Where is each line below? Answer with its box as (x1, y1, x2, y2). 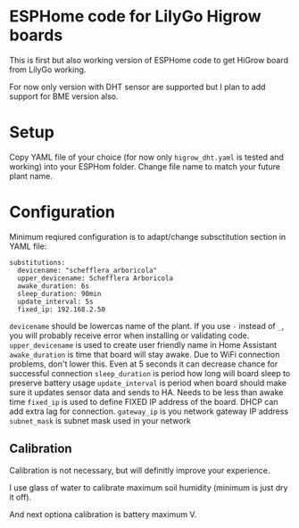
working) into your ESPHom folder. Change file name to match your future (9, 161, 281, 171)
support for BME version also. (9, 91, 119, 102)
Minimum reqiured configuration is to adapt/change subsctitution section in (9, 231, 287, 242)
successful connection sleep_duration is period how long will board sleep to (9, 367, 291, 378)
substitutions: (9, 258, 66, 267)
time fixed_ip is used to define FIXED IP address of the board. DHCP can (9, 396, 278, 407)
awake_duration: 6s (17, 281, 90, 291)
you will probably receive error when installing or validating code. (9, 330, 250, 341)
